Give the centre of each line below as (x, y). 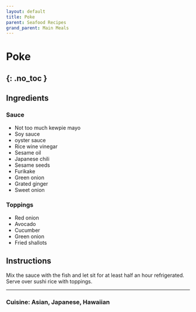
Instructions (29, 261)
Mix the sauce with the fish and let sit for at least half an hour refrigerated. (95, 275)
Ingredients (27, 98)
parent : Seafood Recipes (36, 22)
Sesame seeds (32, 165)
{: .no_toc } (27, 78)
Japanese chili (32, 159)
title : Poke (20, 17)
